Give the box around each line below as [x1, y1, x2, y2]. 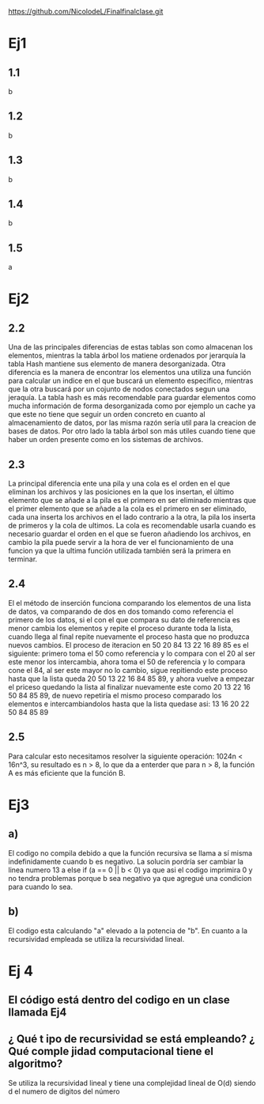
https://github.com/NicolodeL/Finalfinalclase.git [8, 7, 164, 16]
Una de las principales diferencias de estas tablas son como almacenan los [8, 342, 253, 352]
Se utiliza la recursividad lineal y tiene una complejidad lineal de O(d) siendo [8, 1078, 256, 1087]
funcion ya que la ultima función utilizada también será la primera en [8, 546, 232, 556]
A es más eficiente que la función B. [8, 768, 126, 777]
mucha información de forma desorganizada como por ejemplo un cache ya [8, 401, 256, 410]
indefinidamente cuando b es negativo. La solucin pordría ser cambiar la [8, 856, 243, 866]
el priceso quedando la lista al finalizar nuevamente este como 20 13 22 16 [8, 682, 251, 691]
